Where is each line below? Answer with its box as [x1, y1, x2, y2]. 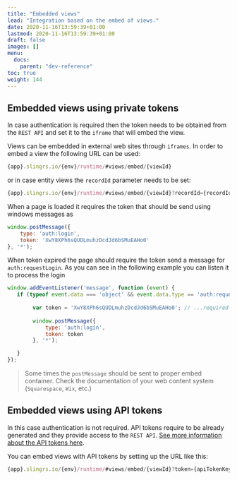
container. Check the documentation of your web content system [24, 377, 214, 385]
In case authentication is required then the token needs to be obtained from [7, 121, 227, 129]
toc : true [7, 69, 37, 76]
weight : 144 [7, 76, 42, 83]
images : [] [7, 43, 39, 50]
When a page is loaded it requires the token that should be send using [7, 202, 212, 210]
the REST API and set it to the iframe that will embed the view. [7, 128, 186, 137]
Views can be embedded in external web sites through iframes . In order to [7, 142, 224, 150]
